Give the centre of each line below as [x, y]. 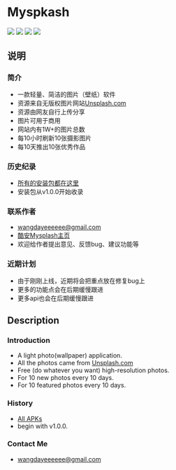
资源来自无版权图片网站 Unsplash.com [72, 103]
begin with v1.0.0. [43, 426]
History [20, 404]
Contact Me [28, 444]
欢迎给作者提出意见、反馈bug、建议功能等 [78, 244]
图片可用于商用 [39, 120]
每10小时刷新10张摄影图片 [54, 138]
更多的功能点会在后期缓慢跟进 [60, 289]
